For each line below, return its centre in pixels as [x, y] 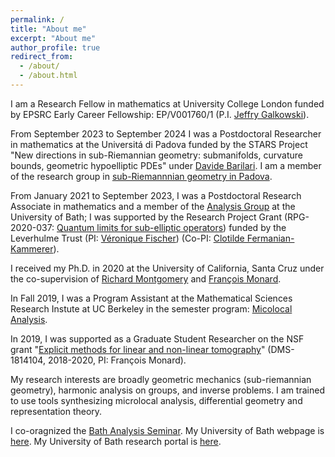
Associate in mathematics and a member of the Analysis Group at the [153, 206]
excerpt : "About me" [53, 38]
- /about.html [48, 76]
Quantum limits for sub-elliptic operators [140, 227]
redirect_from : [42, 57]
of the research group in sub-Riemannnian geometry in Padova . [141, 176]
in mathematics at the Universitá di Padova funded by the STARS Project [159, 144]
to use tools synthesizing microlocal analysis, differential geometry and [156, 400]
